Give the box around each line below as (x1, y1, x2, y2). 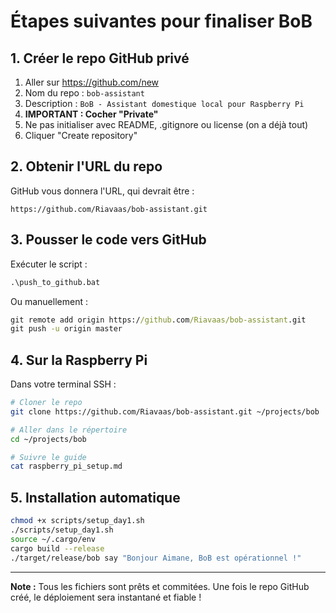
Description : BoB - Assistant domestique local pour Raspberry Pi (24, 98, 305, 109)
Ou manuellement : (10, 295, 88, 307)
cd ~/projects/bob (10, 434, 87, 444)
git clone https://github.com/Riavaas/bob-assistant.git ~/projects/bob (10, 406, 320, 417)
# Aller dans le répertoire (10, 425, 128, 435)
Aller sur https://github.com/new (24, 76, 160, 88)
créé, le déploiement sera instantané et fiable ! (10, 591, 202, 603)
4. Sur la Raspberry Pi (10, 351, 148, 369)
